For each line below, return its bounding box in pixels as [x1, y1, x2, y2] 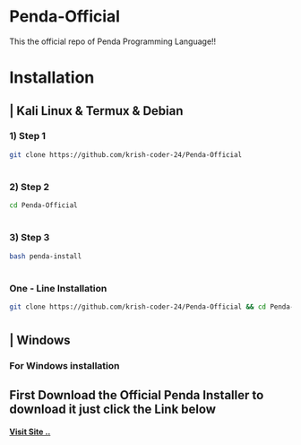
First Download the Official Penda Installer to [9, 388, 264, 403]
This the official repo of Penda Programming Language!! [9, 36, 217, 47]
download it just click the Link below [9, 401, 217, 416]
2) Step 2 [9, 180, 50, 193]
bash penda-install [9, 251, 82, 261]
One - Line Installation [9, 282, 107, 294]
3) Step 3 [9, 231, 50, 244]
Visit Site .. [9, 426, 51, 437]
